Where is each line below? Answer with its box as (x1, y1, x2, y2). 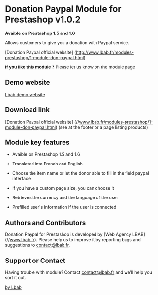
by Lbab (5, 284, 22, 290)
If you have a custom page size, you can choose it (12, 185, 114, 191)
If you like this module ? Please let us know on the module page (5, 64, 135, 70)
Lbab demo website (5, 91, 45, 97)
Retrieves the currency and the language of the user (12, 195, 118, 200)
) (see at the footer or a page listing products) (55, 124, 148, 130)
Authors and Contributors (5, 218, 86, 227)
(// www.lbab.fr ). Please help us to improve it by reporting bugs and (5, 237, 141, 243)
